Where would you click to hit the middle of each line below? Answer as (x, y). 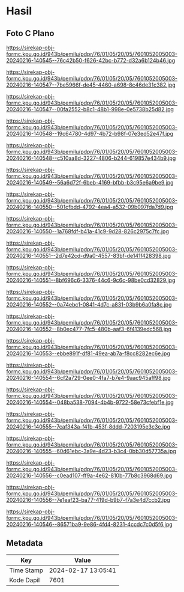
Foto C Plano (30, 33)
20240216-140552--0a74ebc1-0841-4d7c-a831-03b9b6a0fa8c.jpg (89, 304)
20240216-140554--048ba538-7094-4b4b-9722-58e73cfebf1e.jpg (90, 402)
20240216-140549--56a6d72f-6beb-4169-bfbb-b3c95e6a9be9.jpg (90, 182)
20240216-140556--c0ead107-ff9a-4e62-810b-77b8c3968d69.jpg (89, 475)
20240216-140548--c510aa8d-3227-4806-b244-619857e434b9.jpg (91, 158)
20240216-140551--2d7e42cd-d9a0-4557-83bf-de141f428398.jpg (89, 256)
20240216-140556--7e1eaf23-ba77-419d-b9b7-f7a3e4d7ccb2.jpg (88, 500)
